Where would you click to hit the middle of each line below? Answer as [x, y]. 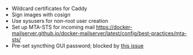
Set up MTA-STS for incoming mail [53, 27]
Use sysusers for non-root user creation [60, 21]
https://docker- [114, 27]
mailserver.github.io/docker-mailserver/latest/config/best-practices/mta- [99, 33]
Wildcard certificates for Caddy [49, 8]
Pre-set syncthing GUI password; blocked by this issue [78, 46]
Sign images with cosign [41, 15]
